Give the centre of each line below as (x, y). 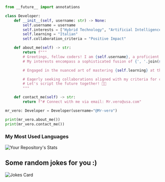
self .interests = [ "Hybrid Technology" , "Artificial (78, 30)
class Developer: (23, 16)
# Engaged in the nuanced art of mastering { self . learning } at (89, 70)
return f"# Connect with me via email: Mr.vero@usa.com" (82, 102)
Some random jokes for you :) (51, 163)
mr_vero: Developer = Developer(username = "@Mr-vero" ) (61, 111)
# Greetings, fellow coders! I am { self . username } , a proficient (91, 57)
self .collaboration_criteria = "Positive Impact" (74, 39)
